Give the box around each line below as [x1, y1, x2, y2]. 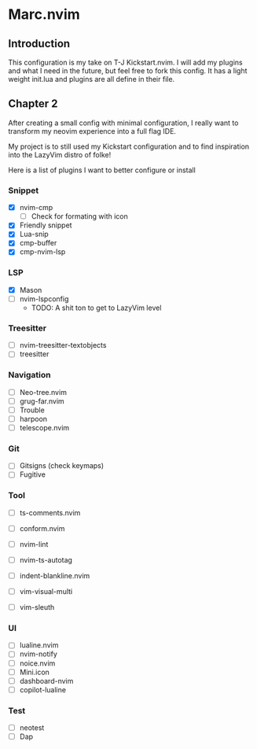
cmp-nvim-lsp [19, 247, 66, 256]
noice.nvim [19, 659, 56, 668]
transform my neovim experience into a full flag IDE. [8, 126, 177, 135]
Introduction [8, 37, 71, 50]
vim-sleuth [19, 603, 55, 612]
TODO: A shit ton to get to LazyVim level [31, 303, 162, 312]
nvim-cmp [19, 203, 53, 212]
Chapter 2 [8, 97, 58, 111]
